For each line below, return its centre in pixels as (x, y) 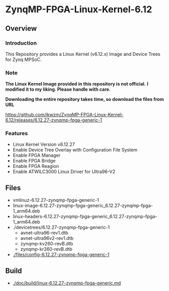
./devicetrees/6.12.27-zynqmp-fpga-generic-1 (61, 227)
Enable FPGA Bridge (34, 161)
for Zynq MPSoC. (24, 59)
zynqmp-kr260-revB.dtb (46, 249)
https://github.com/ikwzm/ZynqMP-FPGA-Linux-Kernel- (65, 115)
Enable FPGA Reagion (36, 166)
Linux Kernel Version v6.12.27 (44, 144)
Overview (21, 28)
